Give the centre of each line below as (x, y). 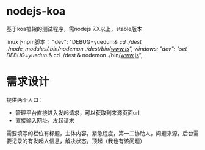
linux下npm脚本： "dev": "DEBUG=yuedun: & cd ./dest (74, 41)
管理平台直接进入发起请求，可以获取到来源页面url (77, 112)
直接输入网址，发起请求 (45, 120)
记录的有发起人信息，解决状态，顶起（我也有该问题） (78, 141)
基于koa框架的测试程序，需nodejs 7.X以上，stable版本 (74, 29)
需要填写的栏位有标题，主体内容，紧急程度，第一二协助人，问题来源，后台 (100, 133)
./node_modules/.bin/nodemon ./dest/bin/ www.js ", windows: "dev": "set (97, 48)
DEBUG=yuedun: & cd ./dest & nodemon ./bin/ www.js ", (74, 55)
